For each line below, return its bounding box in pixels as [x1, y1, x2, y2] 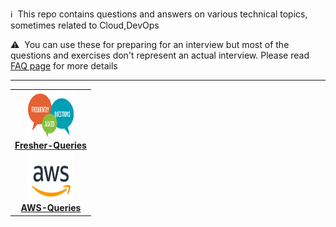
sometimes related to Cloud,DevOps [10, 19, 160, 31]
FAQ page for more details [10, 60, 118, 72]
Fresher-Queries [14, 139, 87, 151]
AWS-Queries [20, 202, 82, 213]
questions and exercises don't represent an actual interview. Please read [10, 49, 310, 61]
